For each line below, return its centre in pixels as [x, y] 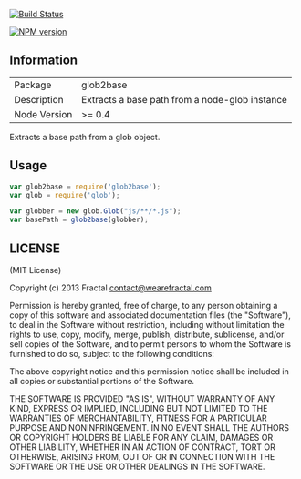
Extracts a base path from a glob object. [85, 137]
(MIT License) [36, 270]
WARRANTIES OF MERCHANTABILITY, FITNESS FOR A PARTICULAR [138, 418]
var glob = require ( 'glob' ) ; [65, 195]
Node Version [43, 114]
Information [44, 61]
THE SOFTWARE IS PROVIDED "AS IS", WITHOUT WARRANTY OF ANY [142, 398]
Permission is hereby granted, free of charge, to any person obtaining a [144, 305]
